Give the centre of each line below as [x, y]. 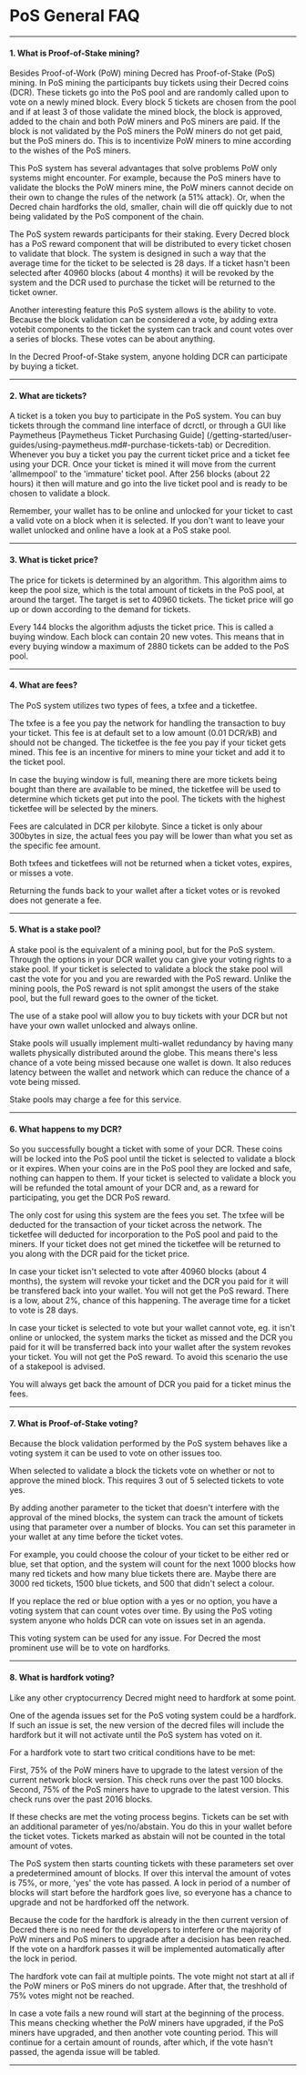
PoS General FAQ [75, 16]
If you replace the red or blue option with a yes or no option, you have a [143, 1601]
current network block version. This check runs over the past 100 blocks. [147, 1779]
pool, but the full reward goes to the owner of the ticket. [114, 997]
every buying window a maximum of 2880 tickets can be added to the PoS [149, 646]
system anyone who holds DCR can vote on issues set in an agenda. [138, 1620]
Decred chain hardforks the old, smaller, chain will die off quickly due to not [151, 207]
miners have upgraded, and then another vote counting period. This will [144, 2032]
